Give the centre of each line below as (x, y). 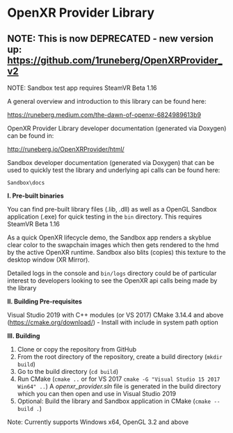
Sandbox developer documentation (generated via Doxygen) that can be (111, 163)
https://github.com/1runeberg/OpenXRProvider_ (115, 60)
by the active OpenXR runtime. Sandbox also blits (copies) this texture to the (116, 252)
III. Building (24, 336)
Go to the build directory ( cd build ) (68, 371)
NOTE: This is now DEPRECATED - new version (111, 39)
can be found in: (31, 136)
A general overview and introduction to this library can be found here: (107, 101)
